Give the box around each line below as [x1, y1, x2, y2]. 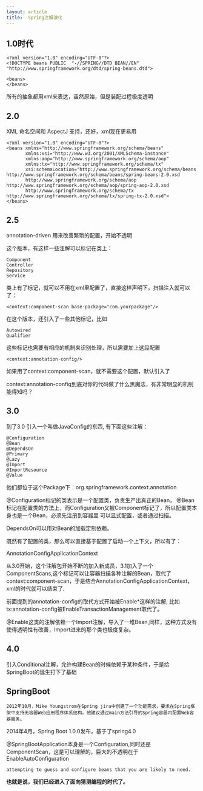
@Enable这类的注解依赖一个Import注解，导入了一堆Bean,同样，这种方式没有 [6, 618, 197, 625]
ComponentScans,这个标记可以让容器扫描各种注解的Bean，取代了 [6, 569, 171, 577]
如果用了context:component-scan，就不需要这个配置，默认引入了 [6, 367, 171, 375]
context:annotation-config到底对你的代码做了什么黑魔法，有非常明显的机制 [6, 380, 194, 387]
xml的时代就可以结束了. [6, 585, 65, 592]
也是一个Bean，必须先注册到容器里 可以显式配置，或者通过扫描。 [11, 511, 175, 519]
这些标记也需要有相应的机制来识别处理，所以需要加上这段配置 [6, 344, 161, 351]
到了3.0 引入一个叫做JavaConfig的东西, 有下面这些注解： [6, 423, 148, 430]
